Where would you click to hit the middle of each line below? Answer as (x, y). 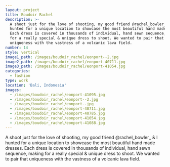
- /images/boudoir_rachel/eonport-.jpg (52, 104)
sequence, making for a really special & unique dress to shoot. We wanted (82, 153)
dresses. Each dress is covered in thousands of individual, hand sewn (78, 148)
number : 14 (17, 48)
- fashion (20, 76)
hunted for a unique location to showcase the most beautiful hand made (80, 143)
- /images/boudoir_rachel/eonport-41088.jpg (57, 123)
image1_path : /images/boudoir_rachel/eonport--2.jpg (62, 57)
